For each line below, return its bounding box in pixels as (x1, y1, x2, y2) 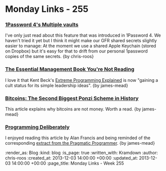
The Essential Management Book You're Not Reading (5, 66, 135, 73)
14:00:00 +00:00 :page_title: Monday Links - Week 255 (11, 160, 124, 167)
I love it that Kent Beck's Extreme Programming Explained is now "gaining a (5, 77, 158, 83)
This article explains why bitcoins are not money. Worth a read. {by (5, 106, 141, 112)
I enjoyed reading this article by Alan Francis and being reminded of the (5, 135, 151, 141)
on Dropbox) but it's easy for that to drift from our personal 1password (5, 48, 148, 54)
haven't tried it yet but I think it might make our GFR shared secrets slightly (5, 38, 157, 44)
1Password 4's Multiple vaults (5, 21, 79, 28)
